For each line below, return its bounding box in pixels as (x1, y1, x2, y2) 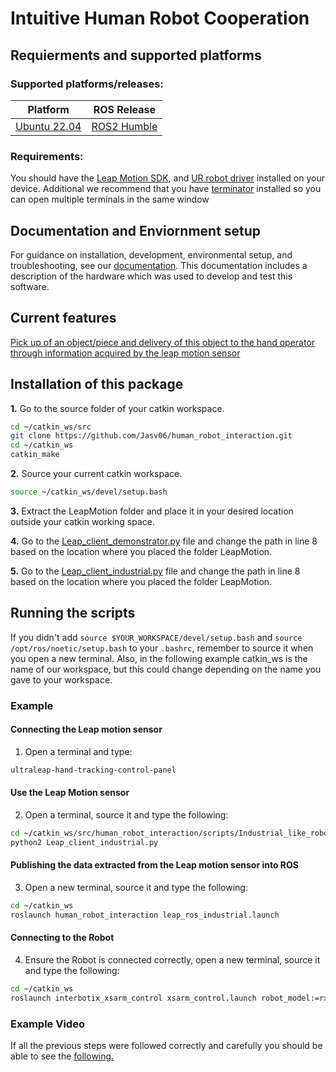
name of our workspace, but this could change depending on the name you (10, 663, 322, 675)
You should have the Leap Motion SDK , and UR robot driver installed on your (10, 172, 325, 184)
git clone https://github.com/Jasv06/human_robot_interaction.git (10, 431, 293, 441)
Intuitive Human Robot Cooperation (10, 7, 310, 30)
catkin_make (10, 450, 60, 460)
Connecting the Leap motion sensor (10, 723, 163, 736)
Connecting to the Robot (10, 932, 115, 944)
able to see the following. (10, 1050, 115, 1062)
